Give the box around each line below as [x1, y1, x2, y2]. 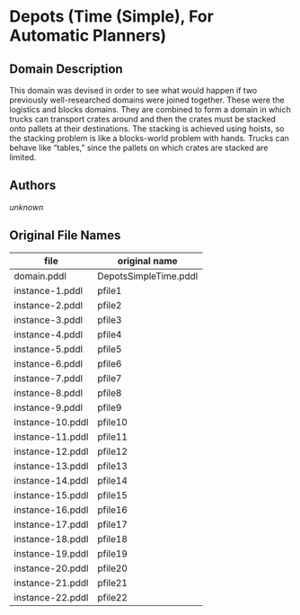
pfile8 [97, 387, 122, 399]
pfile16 [97, 504, 128, 516]
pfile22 [97, 591, 128, 603]
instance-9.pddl [13, 401, 84, 414]
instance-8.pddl [13, 387, 84, 399]
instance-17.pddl [13, 518, 89, 530]
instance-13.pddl [13, 459, 89, 472]
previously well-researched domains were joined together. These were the [9, 94, 285, 105]
